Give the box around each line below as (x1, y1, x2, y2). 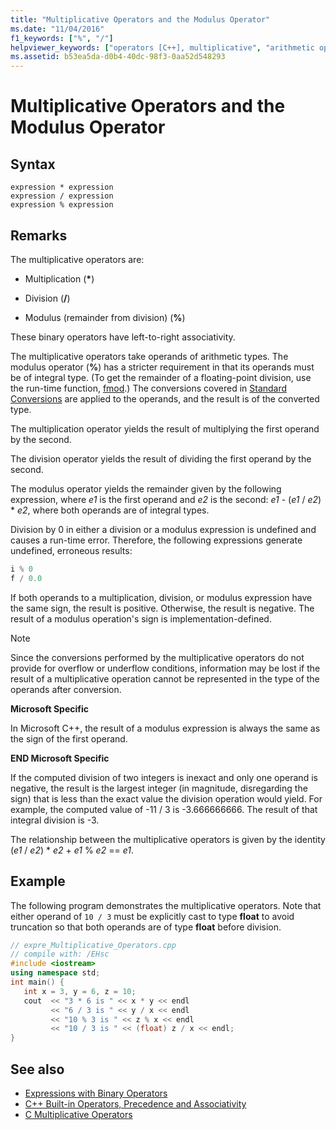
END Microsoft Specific (10, 752, 110, 764)
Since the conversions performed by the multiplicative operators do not (10, 651, 305, 663)
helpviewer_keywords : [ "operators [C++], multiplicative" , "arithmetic (10, 42, 315, 53)
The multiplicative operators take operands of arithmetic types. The (10, 350, 289, 362)
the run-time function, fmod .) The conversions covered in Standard (10, 382, 288, 394)
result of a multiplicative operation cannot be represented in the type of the (10, 672, 320, 685)
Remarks (10, 227, 68, 244)
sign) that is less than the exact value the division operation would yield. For (10, 792, 323, 805)
